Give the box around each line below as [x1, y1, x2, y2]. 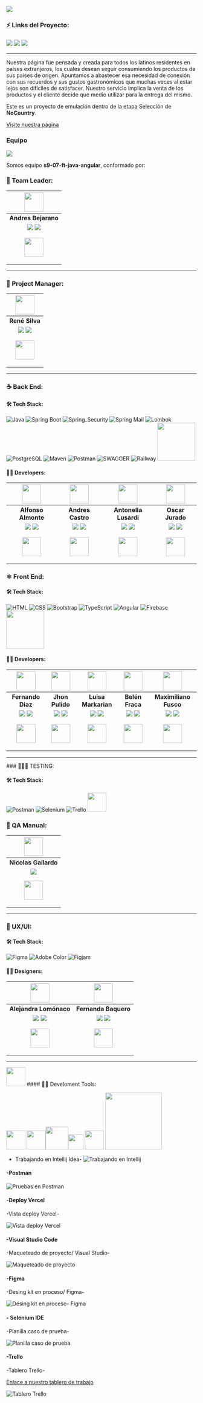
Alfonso [20, 506, 43, 514]
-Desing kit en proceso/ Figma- [6, 1288, 85, 1296]
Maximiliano [154, 692, 191, 701]
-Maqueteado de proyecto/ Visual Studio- [6, 1250, 110, 1257]
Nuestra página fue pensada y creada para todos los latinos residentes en [6, 59, 190, 66]
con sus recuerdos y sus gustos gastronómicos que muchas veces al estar [6, 78, 193, 86]
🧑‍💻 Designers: [6, 967, 43, 975]
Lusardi [117, 513, 139, 522]
